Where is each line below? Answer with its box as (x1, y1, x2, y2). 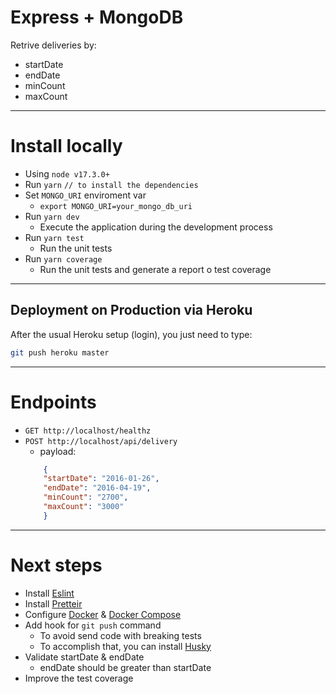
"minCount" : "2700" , (43, 492, 129, 503)
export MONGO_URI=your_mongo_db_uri (39, 201, 193, 211)
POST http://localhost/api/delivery (24, 436, 178, 446)
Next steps (10, 554, 103, 576)
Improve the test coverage (24, 672, 134, 684)
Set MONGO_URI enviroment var (24, 189, 147, 201)
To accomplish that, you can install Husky (39, 640, 212, 652)
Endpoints (10, 391, 97, 413)
